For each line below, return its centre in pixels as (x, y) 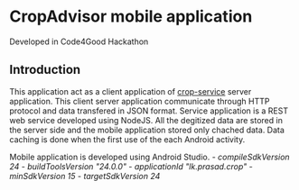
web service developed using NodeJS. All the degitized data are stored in (146, 120)
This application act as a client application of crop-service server (131, 91)
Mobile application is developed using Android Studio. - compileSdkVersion (150, 157)
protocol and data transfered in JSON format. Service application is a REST (149, 111)
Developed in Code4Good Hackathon (79, 41)
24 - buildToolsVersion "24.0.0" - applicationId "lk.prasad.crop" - (131, 166)
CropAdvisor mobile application (131, 17)
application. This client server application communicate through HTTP (140, 101)
